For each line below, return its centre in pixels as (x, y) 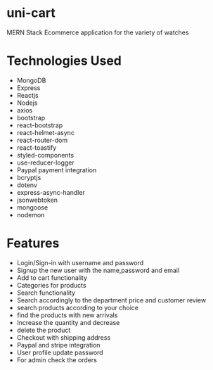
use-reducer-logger (45, 162)
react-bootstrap (40, 125)
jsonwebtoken (37, 200)
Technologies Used (64, 61)
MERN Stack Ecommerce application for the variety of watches (98, 32)
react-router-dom (42, 140)
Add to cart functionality (52, 277)
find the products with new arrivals (67, 315)
